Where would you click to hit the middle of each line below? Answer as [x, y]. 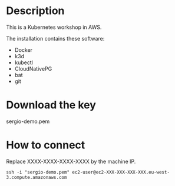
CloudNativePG [33, 68]
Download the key [51, 105]
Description [35, 11]
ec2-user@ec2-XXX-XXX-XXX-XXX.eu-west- [120, 172]
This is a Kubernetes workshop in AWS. [54, 27]
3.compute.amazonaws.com [37, 177]
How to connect [46, 145]
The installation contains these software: [55, 38]
